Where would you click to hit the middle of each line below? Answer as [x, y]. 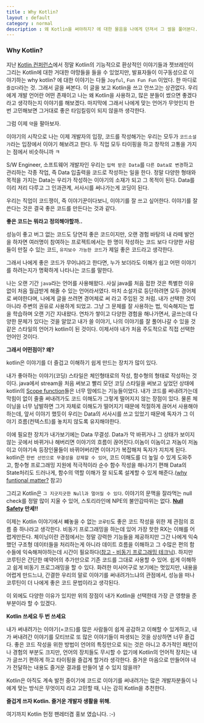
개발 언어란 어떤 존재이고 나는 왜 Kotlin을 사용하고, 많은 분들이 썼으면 [99, 95]
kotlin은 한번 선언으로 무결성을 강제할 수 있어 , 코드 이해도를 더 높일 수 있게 [91, 457]
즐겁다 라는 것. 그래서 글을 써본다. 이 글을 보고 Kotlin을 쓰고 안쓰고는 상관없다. [97, 87]
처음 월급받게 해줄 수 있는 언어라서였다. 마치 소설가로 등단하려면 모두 [99, 290]
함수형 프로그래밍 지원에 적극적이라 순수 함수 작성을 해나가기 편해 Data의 [100, 464]
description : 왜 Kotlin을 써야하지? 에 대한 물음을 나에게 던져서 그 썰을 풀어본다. [102, 29]
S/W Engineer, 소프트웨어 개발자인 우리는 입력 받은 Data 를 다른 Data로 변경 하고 [100, 164]
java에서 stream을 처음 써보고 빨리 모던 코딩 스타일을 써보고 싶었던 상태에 [107, 383]
